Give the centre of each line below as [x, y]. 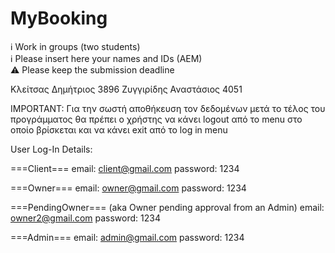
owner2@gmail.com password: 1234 [85, 218]
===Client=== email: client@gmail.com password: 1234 [125, 168]
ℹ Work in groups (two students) [75, 46]
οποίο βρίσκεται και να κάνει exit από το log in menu [119, 129]
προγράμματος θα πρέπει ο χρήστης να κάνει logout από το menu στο [156, 119]
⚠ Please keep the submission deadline [92, 69]
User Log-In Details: [51, 149]
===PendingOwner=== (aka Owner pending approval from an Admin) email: [167, 207]
